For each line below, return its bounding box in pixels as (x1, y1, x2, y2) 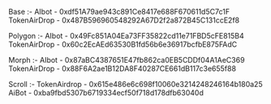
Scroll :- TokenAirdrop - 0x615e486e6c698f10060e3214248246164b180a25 (8, 80, 263, 89)
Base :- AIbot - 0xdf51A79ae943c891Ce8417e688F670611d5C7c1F (8, 7, 230, 16)
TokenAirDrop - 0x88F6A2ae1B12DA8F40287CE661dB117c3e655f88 (8, 64, 237, 73)
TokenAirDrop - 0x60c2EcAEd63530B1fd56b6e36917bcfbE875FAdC (8, 40, 238, 49)
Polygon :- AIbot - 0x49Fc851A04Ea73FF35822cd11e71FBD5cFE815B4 (8, 31, 245, 40)
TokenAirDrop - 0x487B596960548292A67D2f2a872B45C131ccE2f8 (8, 15, 240, 25)
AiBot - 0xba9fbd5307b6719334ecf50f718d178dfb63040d (8, 88, 204, 98)
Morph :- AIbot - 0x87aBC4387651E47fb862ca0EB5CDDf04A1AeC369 (8, 56, 245, 64)
